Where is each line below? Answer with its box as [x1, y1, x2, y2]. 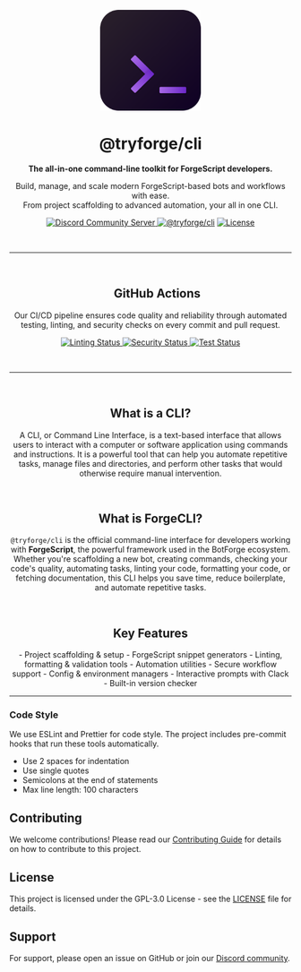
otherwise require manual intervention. [79, 468, 222, 478]
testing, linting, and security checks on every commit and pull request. [21, 319, 280, 330]
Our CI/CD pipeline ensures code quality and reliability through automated [13, 310, 288, 321]
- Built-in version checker [103, 678, 198, 689]
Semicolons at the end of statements [21, 775, 159, 786]
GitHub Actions [113, 286, 202, 301]
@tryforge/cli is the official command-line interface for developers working [10, 535, 291, 546]
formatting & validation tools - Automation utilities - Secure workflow [23, 659, 278, 670]
